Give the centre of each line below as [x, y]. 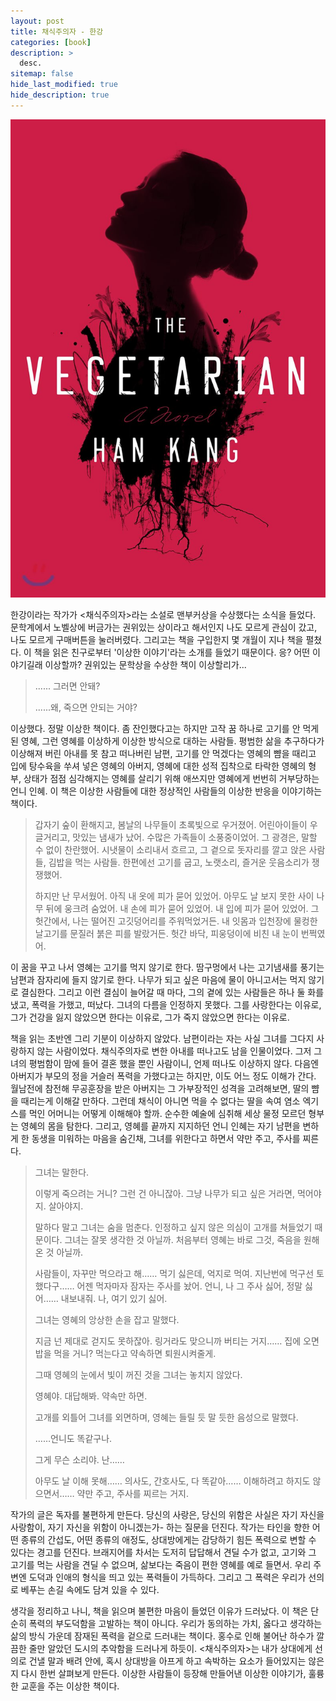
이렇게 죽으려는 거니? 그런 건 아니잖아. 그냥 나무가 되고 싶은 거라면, [165, 1194]
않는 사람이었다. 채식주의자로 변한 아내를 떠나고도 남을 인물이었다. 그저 [174, 1051]
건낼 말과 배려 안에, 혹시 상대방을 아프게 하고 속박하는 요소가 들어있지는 [167, 1661]
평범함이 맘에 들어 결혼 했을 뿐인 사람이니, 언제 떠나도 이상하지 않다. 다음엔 [174, 1064]
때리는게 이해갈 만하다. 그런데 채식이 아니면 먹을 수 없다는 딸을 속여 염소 [160, 1101]
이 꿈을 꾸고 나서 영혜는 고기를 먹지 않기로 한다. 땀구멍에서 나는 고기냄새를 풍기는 [167, 967]
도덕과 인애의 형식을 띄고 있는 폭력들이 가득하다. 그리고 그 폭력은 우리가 [167, 1577]
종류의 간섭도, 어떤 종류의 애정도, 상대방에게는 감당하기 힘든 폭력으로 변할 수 [168, 1540]
